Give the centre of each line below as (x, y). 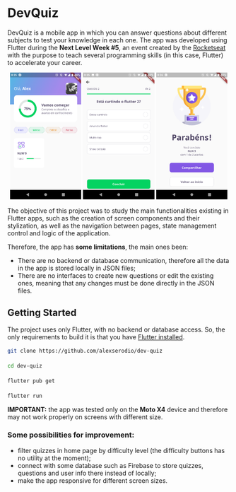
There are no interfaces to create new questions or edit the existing (116, 275)
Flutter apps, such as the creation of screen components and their (104, 218)
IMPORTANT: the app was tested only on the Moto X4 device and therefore (118, 409)
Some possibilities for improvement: (71, 435)
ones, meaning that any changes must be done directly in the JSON (116, 283)
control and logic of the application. (59, 233)
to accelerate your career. (45, 62)
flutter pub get (31, 381)
